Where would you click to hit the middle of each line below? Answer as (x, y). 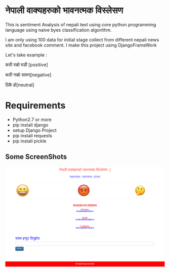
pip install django (30, 125)
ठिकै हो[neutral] (20, 85)
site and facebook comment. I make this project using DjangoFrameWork (81, 45)
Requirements (35, 106)
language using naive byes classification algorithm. (59, 30)
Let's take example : (26, 55)
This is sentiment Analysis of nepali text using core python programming (81, 24)
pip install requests (32, 135)
